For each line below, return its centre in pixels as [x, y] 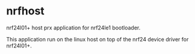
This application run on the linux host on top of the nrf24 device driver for [97, 39]
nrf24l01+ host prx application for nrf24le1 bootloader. [73, 28]
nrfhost [26, 11]
